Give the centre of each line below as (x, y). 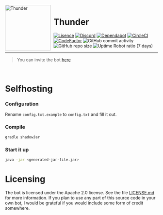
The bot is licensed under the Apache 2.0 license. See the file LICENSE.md (80, 192)
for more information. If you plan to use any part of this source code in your (80, 198)
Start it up (17, 149)
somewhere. (17, 208)
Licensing (25, 179)
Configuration (22, 104)
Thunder (71, 22)
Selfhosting (29, 89)
